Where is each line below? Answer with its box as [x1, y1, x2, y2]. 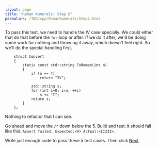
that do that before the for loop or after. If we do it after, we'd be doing [5, 34, 146, 40]
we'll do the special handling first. [5, 45, 73, 51]
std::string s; [31, 84, 62, 89]
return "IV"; [39, 76, 66, 81]
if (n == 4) [31, 71, 55, 76]
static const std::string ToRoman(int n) [22, 63, 108, 68]
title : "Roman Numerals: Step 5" [5, 12, 73, 16]
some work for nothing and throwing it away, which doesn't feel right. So [5, 40, 150, 46]
